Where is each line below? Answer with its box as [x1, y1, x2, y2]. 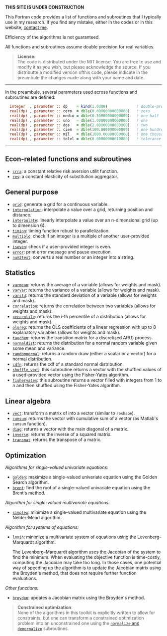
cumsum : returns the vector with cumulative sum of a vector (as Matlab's [12, 416, 158, 422]
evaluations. [12, 576, 37, 582]
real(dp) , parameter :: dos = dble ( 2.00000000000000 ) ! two [9, 122, 148, 128]
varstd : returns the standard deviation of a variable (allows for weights [12, 292, 157, 298]
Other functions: [5, 585, 39, 591]
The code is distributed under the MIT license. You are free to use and [17, 59, 162, 64]
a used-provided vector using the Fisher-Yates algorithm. [12, 372, 130, 378]
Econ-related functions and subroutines [5, 155, 132, 164]
